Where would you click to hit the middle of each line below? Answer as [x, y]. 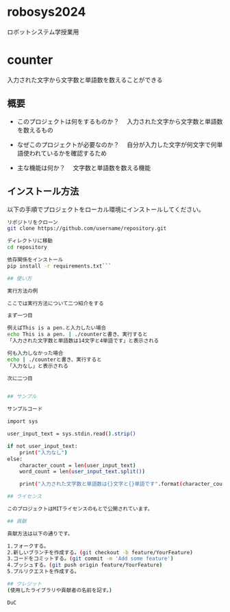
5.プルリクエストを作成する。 [43, 572]
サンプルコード [25, 409]
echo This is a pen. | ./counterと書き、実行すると [78, 334]
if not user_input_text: [42, 446]
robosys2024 [47, 12]
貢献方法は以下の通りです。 [40, 533]
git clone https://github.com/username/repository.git [87, 228]
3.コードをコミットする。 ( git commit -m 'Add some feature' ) [90, 559]
